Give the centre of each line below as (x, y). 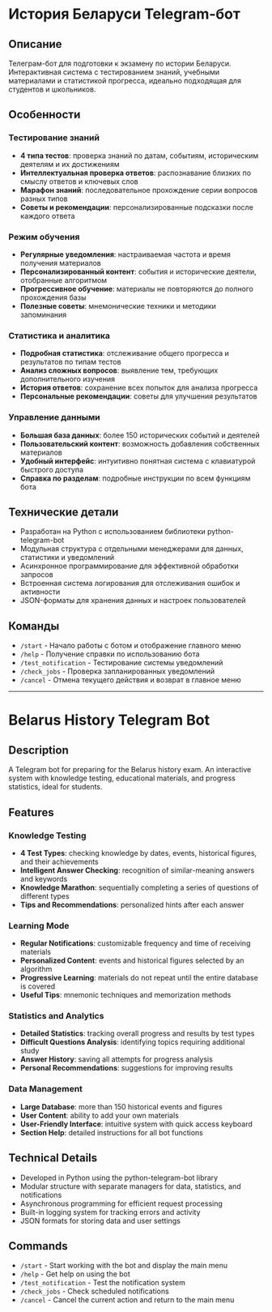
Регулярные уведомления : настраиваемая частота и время (125, 254)
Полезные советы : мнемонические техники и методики (118, 306)
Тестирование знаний (54, 138)
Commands (38, 1246)
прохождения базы (53, 297)
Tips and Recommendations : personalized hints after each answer (132, 904)
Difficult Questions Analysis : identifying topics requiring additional (132, 1042)
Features (31, 812)
